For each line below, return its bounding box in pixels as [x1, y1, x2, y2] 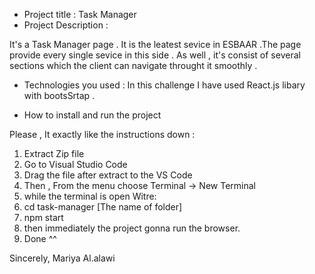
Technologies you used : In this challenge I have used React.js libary [23, 79, 306, 91]
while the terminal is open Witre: [23, 190, 157, 202]
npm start [23, 212, 64, 223]
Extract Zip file [23, 148, 85, 159]
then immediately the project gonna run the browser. [23, 222, 241, 234]
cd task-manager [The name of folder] [23, 201, 183, 213]
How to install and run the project [23, 109, 162, 121]
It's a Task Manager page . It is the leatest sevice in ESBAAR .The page [9, 39, 302, 50]
